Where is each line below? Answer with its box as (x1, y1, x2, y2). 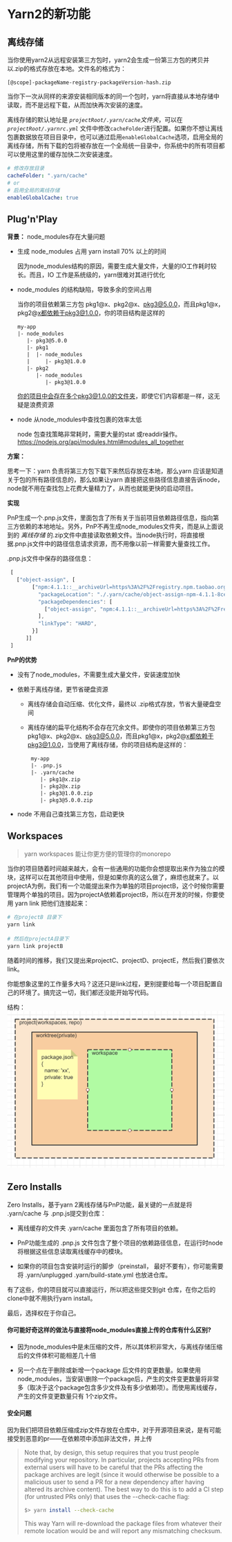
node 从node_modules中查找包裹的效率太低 (17, 415, 142, 423)
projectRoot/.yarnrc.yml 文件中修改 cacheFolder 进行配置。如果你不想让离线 (7, 124, 223, 132)
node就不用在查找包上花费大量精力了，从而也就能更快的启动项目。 (7, 484, 197, 493)
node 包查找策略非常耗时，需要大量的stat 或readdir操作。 (17, 430, 182, 439)
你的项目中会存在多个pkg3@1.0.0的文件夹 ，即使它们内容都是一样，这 (17, 392, 214, 401)
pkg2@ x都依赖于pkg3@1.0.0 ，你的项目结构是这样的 (17, 309, 166, 317)
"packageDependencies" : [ (37, 598, 113, 605)
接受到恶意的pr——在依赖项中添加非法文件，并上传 (7, 1434, 153, 1442)
